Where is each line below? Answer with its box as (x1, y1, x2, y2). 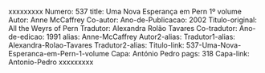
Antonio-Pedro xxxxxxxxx (8, 57, 94, 67)
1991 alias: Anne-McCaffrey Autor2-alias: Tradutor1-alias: (46, 32, 235, 41)
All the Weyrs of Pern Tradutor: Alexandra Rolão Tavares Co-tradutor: (8, 24, 238, 33)
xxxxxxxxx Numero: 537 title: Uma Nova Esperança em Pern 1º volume (8, 7, 243, 16)
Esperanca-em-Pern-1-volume (8, 49, 110, 58)
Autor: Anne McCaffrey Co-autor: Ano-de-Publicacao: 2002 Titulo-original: (8, 15, 257, 25)
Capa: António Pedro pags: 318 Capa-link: (111, 49, 251, 58)
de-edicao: (8, 32, 45, 41)
